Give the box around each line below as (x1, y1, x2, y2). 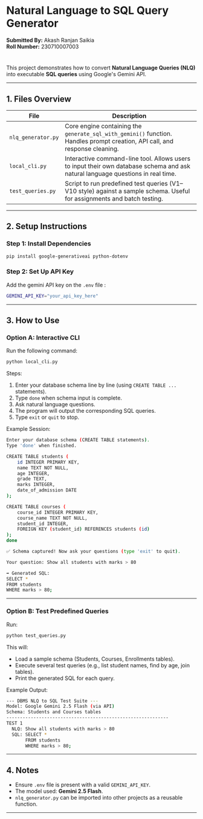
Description (112, 111, 147, 120)
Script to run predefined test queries (64, 179, 168, 187)
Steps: (6, 370, 22, 377)
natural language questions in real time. (64, 169, 176, 178)
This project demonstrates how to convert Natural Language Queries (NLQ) (6, 64, 196, 71)
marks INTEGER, (17, 482, 56, 488)
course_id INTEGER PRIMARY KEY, (17, 509, 98, 516)
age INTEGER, (17, 470, 50, 476)
